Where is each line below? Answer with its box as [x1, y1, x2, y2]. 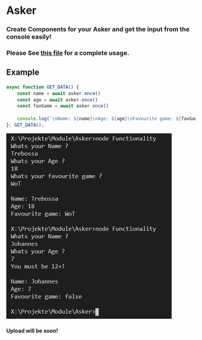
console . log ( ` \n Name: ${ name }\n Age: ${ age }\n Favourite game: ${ [17, 116, 182, 122]
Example [6, 67, 40, 78]
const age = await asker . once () [17, 97, 98, 103]
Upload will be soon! [6, 327, 58, 334]
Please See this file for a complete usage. [6, 49, 130, 57]
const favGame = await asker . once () [17, 103, 109, 109]
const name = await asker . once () [17, 90, 101, 96]
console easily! [6, 32, 52, 41]
